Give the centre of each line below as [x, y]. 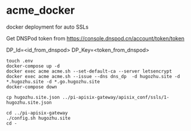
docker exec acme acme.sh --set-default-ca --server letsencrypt [89, 71]
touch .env [20, 61]
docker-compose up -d [33, 66]
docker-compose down [32, 87]
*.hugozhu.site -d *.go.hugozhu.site [53, 82]
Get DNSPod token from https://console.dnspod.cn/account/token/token [95, 38]
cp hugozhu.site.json [33, 97]
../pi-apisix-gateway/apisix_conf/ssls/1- [116, 97]
